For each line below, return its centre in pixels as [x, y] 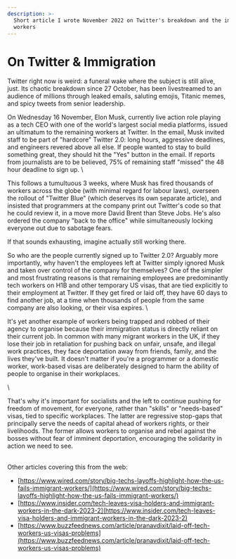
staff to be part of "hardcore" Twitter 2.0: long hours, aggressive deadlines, [116, 140]
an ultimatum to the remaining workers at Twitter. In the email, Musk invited [116, 132]
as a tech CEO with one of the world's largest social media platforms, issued [118, 125]
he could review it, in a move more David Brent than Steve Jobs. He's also [114, 213]
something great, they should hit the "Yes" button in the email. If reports [111, 155]
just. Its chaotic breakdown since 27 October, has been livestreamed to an [114, 89]
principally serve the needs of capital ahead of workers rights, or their [109, 424]
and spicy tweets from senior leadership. [66, 103]
